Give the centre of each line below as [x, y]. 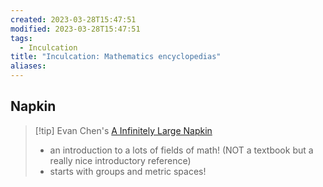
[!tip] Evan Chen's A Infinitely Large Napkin [123, 130]
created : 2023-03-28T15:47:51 [73, 19]
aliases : [28, 66]
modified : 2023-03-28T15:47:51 [75, 29]
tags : [21, 38]
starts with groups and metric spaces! [128, 171]
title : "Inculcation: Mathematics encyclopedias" [116, 57]
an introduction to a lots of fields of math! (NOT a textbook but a [181, 150]
